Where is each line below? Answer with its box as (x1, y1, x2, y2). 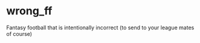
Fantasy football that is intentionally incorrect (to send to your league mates (6, 24, 195, 31)
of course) (6, 30, 32, 37)
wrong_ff (6, 4, 53, 18)
